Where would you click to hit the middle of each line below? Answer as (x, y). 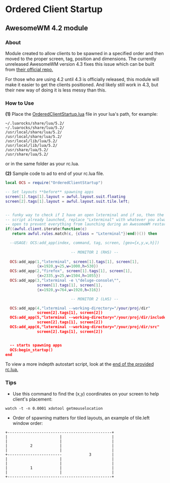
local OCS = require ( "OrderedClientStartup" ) (54, 183)
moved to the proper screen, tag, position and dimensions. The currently (81, 59)
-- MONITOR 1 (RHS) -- (95, 252)
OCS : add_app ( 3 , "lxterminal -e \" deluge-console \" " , (66, 281)
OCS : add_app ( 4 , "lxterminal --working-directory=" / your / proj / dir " (80, 308)
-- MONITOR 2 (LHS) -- (95, 299)
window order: (28, 423)
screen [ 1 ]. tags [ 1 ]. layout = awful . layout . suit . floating (65, 196)
